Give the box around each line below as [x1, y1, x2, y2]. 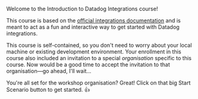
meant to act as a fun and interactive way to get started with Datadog [6, 24, 180, 30]
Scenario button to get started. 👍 [6, 86, 90, 93]
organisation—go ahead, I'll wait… [6, 67, 92, 75]
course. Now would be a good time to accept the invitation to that [6, 61, 170, 68]
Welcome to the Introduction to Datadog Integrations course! [6, 5, 159, 12]
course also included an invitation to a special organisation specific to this [6, 55, 192, 61]
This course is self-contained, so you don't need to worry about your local [6, 42, 193, 49]
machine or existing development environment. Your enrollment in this [6, 48, 182, 55]
